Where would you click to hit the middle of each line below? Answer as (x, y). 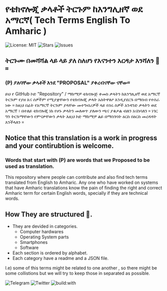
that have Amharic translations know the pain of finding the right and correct (84, 188)
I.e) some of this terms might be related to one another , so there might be (81, 268)
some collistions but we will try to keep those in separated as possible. (78, 273)
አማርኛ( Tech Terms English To (68, 20)
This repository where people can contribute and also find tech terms (77, 177)
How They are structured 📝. (49, 214)
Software (29, 248)
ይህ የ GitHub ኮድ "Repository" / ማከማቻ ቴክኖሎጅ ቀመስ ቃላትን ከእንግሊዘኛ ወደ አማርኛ (83, 94)
